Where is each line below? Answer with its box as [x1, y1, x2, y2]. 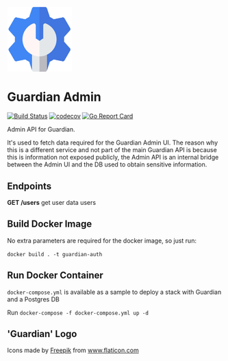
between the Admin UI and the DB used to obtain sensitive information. [7, 160, 207, 169]
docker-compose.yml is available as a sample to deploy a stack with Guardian [7, 288, 222, 296]
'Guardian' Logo [7, 328, 77, 340]
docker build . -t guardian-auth [7, 251, 103, 258]
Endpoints [7, 180, 52, 192]
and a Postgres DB [7, 295, 60, 303]
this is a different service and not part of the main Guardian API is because [7, 146, 217, 154]
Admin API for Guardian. [7, 125, 75, 134]
